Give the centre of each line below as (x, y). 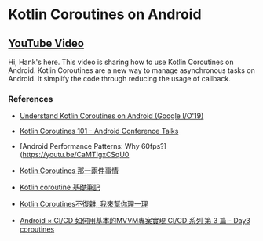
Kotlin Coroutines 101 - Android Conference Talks (99, 131)
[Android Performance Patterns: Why (79, 146)
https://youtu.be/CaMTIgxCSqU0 (76, 155)
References (31, 99)
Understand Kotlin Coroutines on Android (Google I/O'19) (111, 116)
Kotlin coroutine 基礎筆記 (60, 187)
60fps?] (154, 146)
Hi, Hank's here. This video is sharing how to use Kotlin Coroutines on (121, 62)
